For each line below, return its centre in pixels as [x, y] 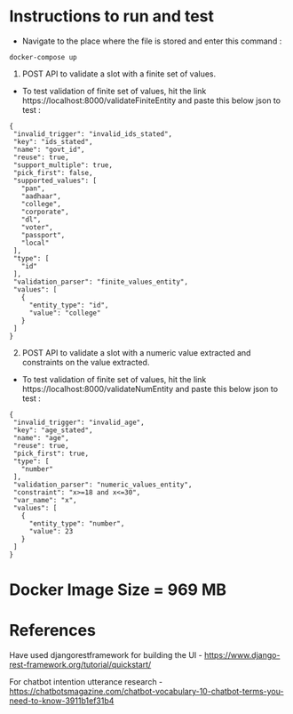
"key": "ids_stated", [53, 141]
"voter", [37, 227]
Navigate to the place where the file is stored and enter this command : [152, 41]
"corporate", [45, 212]
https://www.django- [242, 655]
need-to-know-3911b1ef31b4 [62, 701]
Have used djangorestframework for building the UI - [106, 655]
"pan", [33, 189]
